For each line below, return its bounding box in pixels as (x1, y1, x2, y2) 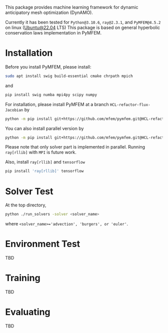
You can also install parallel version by (5, 125, 84, 131)
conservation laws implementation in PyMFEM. (5, 30, 102, 35)
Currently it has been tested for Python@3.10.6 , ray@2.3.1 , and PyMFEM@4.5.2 (5, 19, 161, 25)
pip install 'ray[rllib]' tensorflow (5, 168, 84, 174)
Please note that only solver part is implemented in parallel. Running (5, 144, 145, 150)
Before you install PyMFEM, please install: (5, 63, 91, 69)
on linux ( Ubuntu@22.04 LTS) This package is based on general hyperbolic (5, 24, 160, 30)
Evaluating (5, 306, 51, 318)
